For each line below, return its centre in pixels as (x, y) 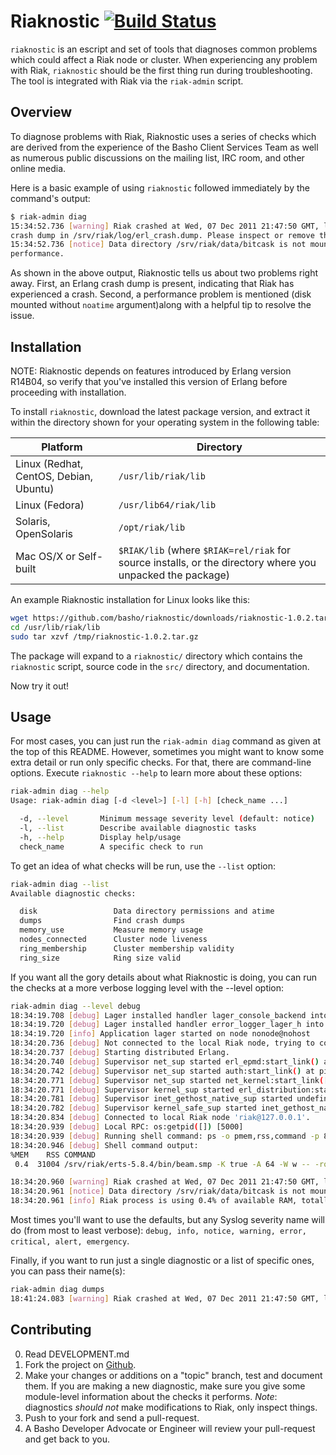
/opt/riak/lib (152, 527)
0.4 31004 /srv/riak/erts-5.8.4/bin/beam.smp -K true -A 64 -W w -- (162, 1164)
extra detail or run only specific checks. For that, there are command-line (161, 762)
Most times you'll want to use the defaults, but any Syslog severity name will (167, 1219)
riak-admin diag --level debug (75, 1006)
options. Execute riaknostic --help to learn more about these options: (156, 773)
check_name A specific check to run (111, 846)
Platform (62, 447)
